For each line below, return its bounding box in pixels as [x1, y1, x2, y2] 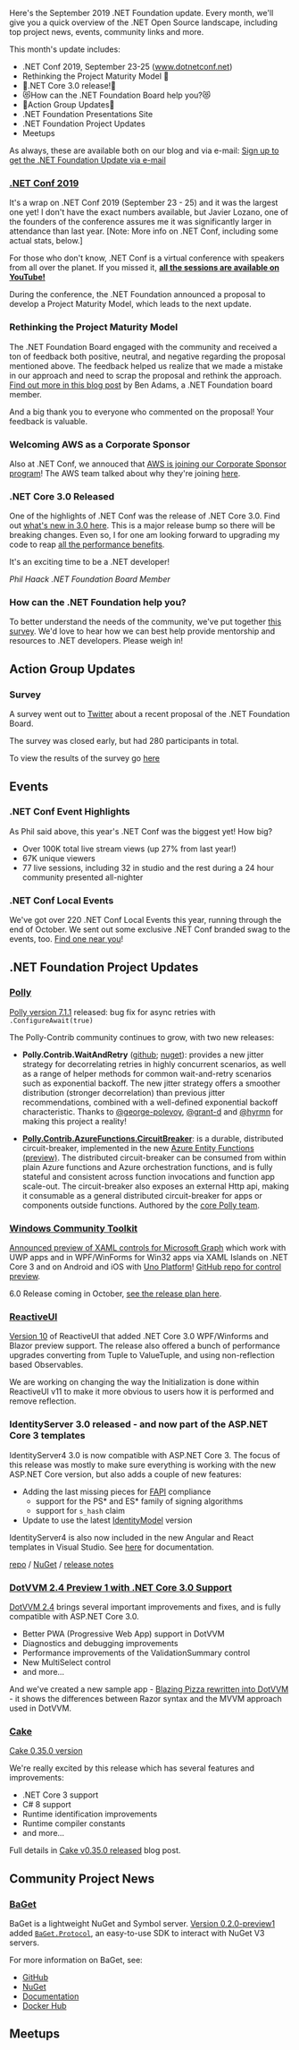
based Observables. [9, 1360, 84, 1371]
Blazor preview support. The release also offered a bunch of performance [9, 1340, 281, 1351]
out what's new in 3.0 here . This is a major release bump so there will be [9, 520, 276, 531]
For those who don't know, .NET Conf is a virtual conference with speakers [9, 252, 285, 263]
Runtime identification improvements [21, 1808, 158, 1820]
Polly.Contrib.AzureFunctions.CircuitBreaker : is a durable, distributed [21, 1132, 284, 1144]
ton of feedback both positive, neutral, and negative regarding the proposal [9, 351, 286, 362]
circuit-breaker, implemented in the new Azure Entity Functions [21, 1142, 254, 1153]
